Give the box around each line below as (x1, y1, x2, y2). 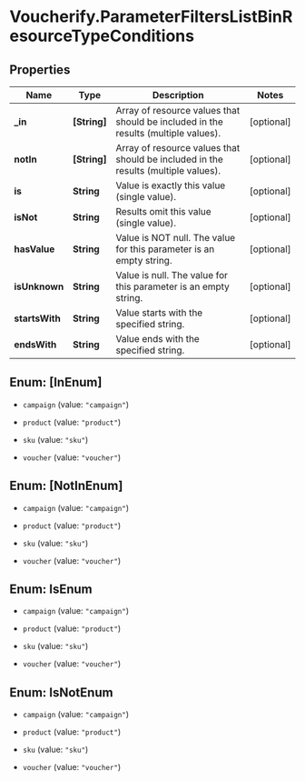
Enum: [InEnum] (9, 375, 103, 390)
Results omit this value (115, 205, 212, 217)
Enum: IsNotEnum (9, 685, 113, 700)
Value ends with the (115, 333, 200, 345)
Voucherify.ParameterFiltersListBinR (9, 6, 293, 27)
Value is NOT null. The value (115, 232, 236, 244)
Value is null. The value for (115, 269, 229, 281)
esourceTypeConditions (9, 25, 195, 46)
